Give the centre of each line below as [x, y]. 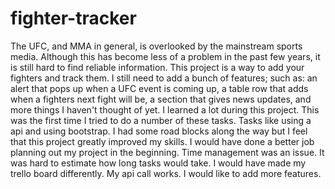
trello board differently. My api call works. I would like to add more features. [166, 173]
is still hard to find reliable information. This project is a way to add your [157, 67]
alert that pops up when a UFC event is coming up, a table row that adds [159, 88]
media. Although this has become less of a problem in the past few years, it [165, 56]
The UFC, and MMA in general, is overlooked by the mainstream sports [156, 46]
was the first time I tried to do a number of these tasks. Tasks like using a [161, 120]
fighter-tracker [73, 18]
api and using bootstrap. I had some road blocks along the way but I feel [159, 131]
